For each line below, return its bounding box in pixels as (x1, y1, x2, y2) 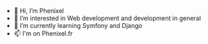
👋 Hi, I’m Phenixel (13, 7, 64, 15)
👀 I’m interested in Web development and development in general (13, 14, 202, 22)
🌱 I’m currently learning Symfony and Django (13, 22, 143, 29)
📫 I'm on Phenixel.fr (13, 29, 73, 38)
